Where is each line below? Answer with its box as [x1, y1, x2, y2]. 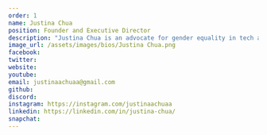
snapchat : [8, 115, 41, 123]
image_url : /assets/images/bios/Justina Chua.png [8, 41, 176, 49]
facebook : [8, 48, 41, 56]
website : [8, 64, 37, 71]
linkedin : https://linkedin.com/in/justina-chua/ [8, 108, 176, 116]
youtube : [8, 71, 37, 79]
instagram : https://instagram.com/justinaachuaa [8, 100, 172, 108]
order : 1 [8, 11, 37, 20]
